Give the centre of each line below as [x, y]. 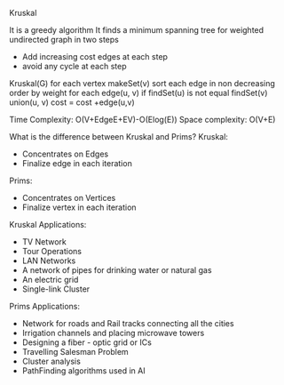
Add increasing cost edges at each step [95, 56]
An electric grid [50, 280]
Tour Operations [52, 251]
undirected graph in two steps [64, 40]
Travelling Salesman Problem [75, 352]
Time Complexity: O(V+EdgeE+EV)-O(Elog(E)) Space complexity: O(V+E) [142, 120]
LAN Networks [49, 261]
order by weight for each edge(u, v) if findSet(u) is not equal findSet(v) [138, 93]
